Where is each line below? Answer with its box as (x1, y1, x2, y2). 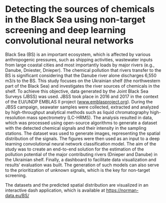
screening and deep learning (5, 25, 126, 36)
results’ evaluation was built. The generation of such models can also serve (5, 162, 160, 168)
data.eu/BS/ (5, 192, 30, 199)
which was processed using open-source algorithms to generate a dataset (5, 120, 158, 126)
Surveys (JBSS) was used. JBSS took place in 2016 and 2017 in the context (5, 93, 159, 100)
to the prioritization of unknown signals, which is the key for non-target (5, 167, 150, 173)
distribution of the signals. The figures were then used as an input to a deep (5, 135, 160, 142)
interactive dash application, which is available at (5, 187, 106, 193)
